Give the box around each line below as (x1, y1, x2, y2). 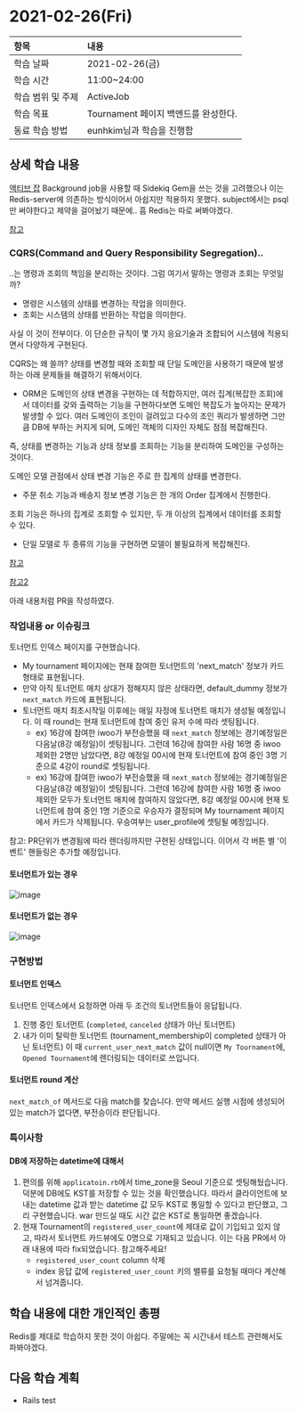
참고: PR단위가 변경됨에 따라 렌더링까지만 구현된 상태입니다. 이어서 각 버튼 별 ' (9, 836, 280, 846)
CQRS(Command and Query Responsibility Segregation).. (9, 247, 264, 259)
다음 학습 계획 (9, 1370, 80, 1386)
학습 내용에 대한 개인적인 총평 (9, 1305, 161, 1320)
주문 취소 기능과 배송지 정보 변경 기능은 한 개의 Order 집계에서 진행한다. (21, 490, 271, 501)
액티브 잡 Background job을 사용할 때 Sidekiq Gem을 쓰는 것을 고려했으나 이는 (9, 183, 285, 193)
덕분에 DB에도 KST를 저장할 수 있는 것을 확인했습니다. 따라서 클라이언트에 (21, 1188, 278, 1199)
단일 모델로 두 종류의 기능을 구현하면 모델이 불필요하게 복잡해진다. (21, 539, 251, 550)
